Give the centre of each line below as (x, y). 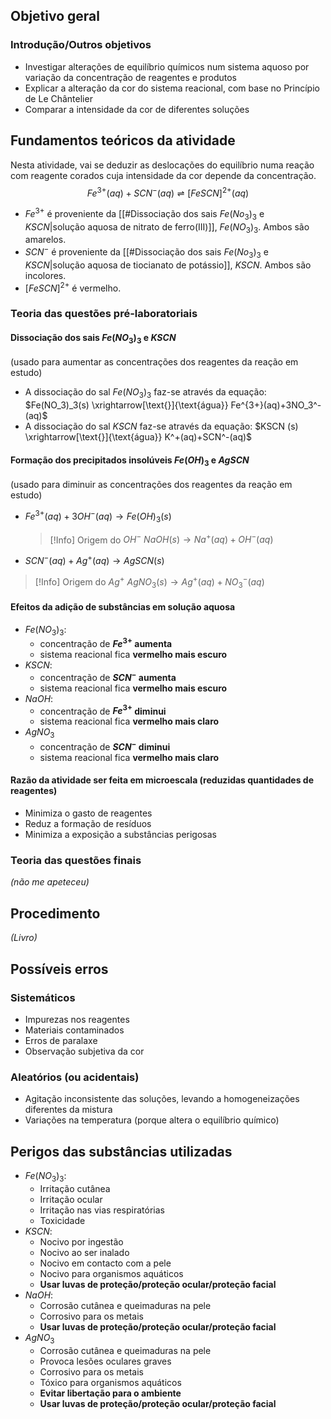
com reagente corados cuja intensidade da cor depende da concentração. (163, 175)
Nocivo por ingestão (81, 1241)
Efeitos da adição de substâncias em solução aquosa (123, 607)
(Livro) (24, 938)
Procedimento (55, 913)
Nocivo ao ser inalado (84, 1252)
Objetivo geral (55, 16)
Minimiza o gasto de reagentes (88, 813)
